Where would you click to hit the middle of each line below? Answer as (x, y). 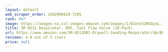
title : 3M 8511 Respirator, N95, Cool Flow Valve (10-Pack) (69, 28)
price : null (17, 42)
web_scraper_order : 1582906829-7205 (43, 14)
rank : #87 (15, 19)
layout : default (22, 10)
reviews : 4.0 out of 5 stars (35, 38)
